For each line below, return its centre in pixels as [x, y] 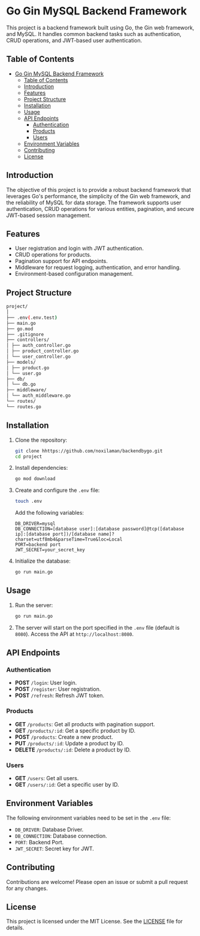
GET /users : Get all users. [47, 778]
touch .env [28, 502]
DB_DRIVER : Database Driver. [49, 829]
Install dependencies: [41, 468]
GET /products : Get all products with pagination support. [85, 724]
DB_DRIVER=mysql [35, 524]
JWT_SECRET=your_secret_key [50, 550]
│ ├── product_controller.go [43, 351]
